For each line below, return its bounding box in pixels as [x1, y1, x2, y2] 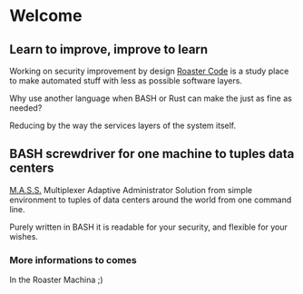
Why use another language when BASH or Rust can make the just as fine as [9, 93, 292, 103]
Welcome [9, 5, 83, 26]
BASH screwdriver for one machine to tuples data [9, 146, 295, 162]
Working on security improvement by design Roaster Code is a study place [9, 65, 289, 76]
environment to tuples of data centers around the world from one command [9, 194, 292, 205]
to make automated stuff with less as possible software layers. [9, 75, 243, 86]
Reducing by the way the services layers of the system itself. [9, 120, 237, 131]
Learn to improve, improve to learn [9, 42, 209, 57]
